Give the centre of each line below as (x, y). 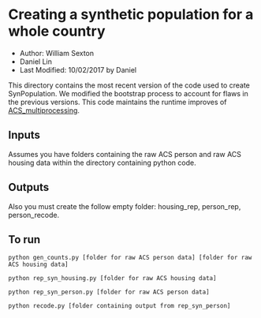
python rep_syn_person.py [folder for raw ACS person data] (109, 292)
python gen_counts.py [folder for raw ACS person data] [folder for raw (130, 258)
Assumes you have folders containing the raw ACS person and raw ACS (125, 154)
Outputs (29, 187)
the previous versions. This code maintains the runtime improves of (117, 102)
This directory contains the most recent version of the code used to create (129, 85)
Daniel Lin (36, 62)
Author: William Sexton (57, 53)
